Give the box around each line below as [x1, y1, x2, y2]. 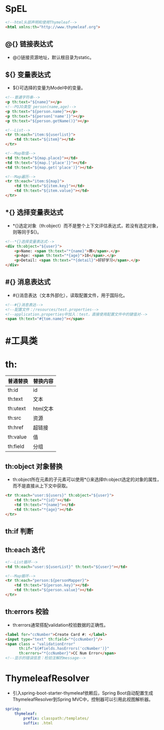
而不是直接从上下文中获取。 [12, 483, 71, 489]
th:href [8, 424, 24, 431]
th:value [8, 433, 27, 440]
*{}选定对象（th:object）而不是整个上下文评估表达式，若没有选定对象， [12, 222, 161, 228]
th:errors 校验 [5, 607, 49, 616]
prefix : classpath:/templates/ [23, 716, 89, 721]
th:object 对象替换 [5, 462, 63, 471]
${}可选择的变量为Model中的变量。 [12, 85, 86, 91]
